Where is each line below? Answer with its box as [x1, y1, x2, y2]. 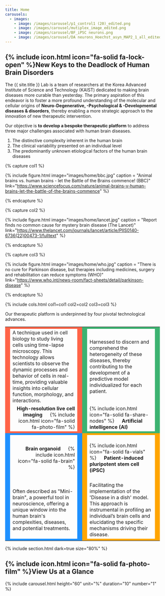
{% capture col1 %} [5, 162, 45, 168]
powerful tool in [33, 494, 70, 501]
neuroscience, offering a [12, 500, 69, 507]
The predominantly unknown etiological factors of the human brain [12, 148, 147, 154]
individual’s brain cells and [89, 512, 151, 519]
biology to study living [12, 335, 63, 342]
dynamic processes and [12, 366, 68, 373]
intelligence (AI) [89, 423, 128, 430]
